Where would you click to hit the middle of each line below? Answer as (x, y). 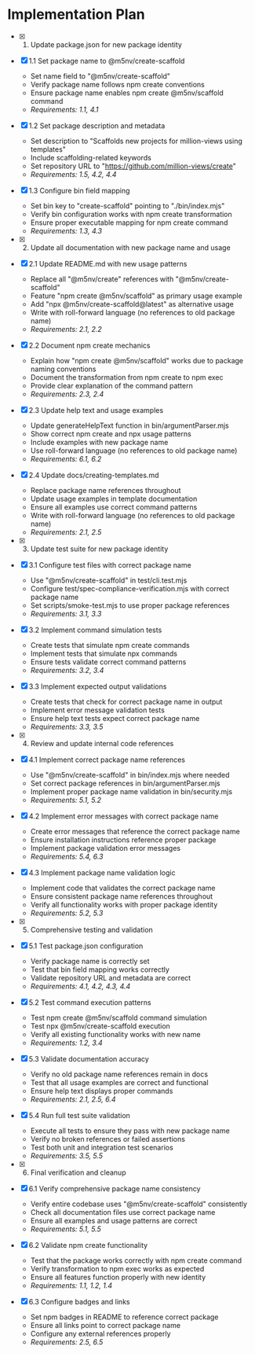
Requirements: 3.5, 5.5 (67, 1155)
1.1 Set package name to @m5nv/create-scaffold (107, 61)
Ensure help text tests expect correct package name (115, 718)
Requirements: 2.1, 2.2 (66, 329)
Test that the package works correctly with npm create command (136, 1260)
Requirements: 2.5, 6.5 (67, 1341)
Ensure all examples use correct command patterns (114, 507)
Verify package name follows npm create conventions (117, 84)
